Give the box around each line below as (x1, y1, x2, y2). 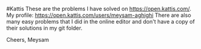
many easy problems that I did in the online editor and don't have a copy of (6, 18, 196, 25)
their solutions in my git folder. (6, 24, 82, 31)
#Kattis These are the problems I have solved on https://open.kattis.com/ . (6, 5, 191, 12)
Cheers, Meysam (6, 36, 49, 43)
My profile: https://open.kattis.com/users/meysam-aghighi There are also (6, 11, 191, 19)
